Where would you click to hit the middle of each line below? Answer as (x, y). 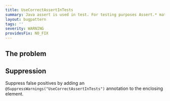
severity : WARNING (25, 29)
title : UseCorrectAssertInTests (39, 10)
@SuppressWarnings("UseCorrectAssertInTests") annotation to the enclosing (84, 88)
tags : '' (14, 24)
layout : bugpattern (26, 19)
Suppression (26, 71)
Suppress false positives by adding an (45, 83)
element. (14, 94)
